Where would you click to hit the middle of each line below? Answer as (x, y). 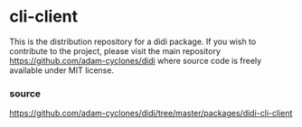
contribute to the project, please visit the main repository (115, 50)
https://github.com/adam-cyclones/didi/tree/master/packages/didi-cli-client (151, 113)
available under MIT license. (62, 70)
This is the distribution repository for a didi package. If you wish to (133, 41)
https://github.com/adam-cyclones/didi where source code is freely (136, 60)
